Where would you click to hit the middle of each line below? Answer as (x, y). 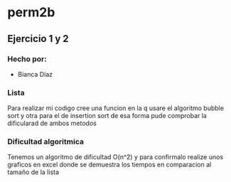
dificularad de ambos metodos (52, 123)
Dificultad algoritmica (45, 141)
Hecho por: (27, 59)
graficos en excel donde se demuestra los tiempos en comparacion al (109, 165)
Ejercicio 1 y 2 (38, 39)
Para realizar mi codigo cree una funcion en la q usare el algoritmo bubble (116, 108)
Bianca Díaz (35, 74)
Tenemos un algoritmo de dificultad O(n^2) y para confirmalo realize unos (116, 157)
